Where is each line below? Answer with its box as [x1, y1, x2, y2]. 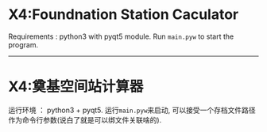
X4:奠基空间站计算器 [8, 77, 144, 96]
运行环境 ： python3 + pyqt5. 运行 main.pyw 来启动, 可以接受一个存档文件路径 [8, 105, 256, 115]
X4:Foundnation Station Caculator [8, 6, 239, 24]
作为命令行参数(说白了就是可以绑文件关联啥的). [8, 115, 162, 124]
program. [8, 40, 39, 49]
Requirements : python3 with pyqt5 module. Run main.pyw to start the [8, 32, 234, 41]
